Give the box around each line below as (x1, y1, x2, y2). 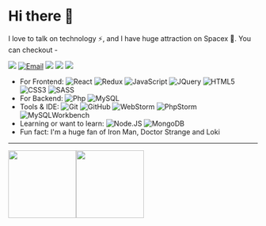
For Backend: (19, 93, 63, 103)
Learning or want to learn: (19, 119, 104, 128)
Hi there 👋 (8, 7, 74, 25)
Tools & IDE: (19, 102, 59, 111)
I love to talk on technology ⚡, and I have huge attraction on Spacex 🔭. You (8, 33, 252, 43)
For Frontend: (19, 77, 65, 86)
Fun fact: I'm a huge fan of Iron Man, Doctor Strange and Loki (19, 126, 220, 137)
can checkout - (8, 45, 58, 55)
